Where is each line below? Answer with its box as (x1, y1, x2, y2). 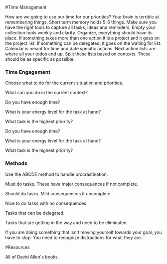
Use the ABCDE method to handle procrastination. (5, 171, 108, 177)
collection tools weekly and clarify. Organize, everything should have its (5, 30, 153, 35)
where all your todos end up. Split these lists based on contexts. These (5, 51, 151, 57)
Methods (5, 160, 27, 167)
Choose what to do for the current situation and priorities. (5, 80, 124, 86)
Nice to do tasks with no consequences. (5, 200, 88, 206)
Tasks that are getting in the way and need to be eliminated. (5, 219, 128, 226)
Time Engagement (5, 68, 51, 75)
